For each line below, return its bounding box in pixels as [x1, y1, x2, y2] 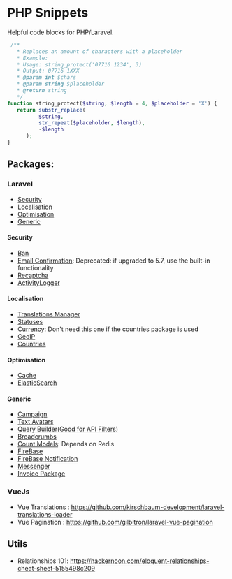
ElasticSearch [17, 379, 57, 387]
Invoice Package [17, 469, 66, 478]
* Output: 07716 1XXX [16, 68, 80, 75]
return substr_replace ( [16, 106, 86, 113]
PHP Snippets [7, 5, 89, 21]
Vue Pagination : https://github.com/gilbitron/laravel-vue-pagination [17, 518, 213, 526]
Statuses [17, 318, 43, 326]
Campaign [17, 410, 48, 418]
